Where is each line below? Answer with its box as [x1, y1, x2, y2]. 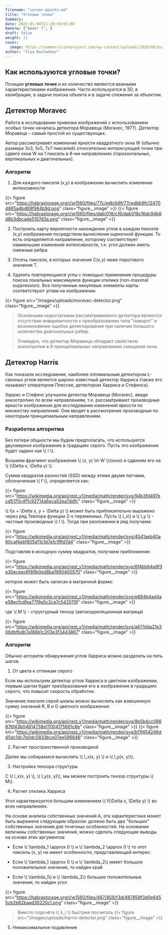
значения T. [12, 262, 38, 268]
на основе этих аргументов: [5, 834, 66, 840]
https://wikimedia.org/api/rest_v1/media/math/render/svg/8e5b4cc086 [16, 718, 161, 724]
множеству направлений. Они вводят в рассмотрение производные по [5, 408, 158, 414]
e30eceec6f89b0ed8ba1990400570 [5, 569, 80, 575]
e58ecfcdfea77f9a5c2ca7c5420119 [5, 599, 78, 605]
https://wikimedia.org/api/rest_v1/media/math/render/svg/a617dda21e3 [16, 623, 162, 629]
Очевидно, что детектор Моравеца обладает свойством [17, 338, 138, 344]
